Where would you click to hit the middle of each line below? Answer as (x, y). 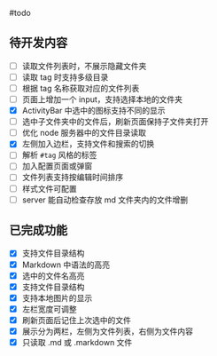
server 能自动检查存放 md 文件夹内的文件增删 (105, 200)
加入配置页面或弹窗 (57, 166)
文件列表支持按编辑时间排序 (73, 178)
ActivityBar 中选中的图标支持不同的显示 (93, 111)
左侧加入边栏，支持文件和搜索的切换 (88, 144)
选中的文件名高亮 (53, 275)
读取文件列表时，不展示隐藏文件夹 (84, 66)
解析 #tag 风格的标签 (59, 155)
